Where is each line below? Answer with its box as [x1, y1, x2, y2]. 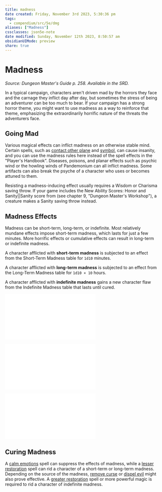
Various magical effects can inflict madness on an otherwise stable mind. [5, 142, 151, 148]
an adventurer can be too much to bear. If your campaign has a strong [5, 100, 145, 106]
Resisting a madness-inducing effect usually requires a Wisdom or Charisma [5, 183, 158, 188]
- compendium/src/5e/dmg [9, 20, 59, 26]
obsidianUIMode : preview [5, 39, 55, 44]
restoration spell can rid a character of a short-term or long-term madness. [5, 466, 155, 472]
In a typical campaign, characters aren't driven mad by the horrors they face [5, 89, 157, 95]
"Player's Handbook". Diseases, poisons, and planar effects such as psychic [5, 158, 157, 164]
